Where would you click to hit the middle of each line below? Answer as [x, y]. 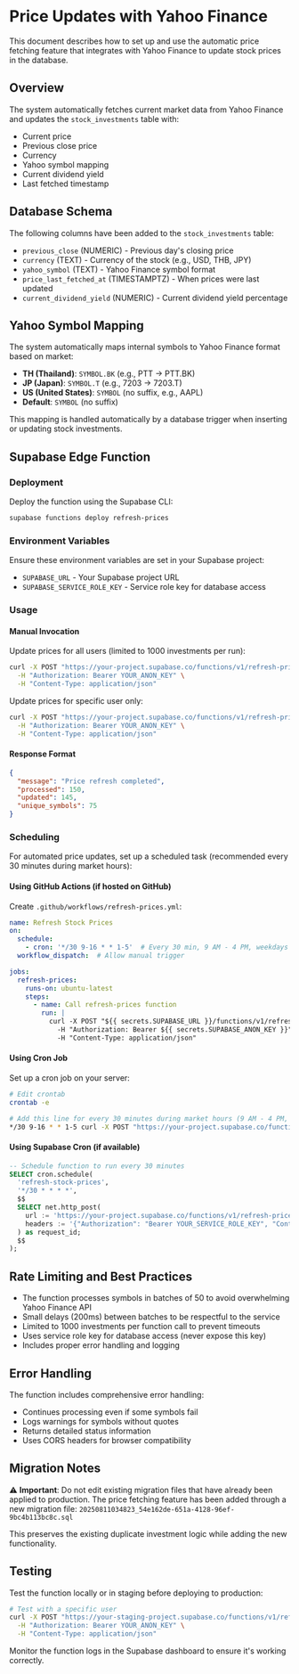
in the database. [39, 60]
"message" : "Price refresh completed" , [91, 781]
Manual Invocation [44, 631]
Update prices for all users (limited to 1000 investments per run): [128, 651]
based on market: [41, 356]
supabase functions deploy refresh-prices [89, 519]
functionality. [33, 1543]
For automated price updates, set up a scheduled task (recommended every [149, 856]
